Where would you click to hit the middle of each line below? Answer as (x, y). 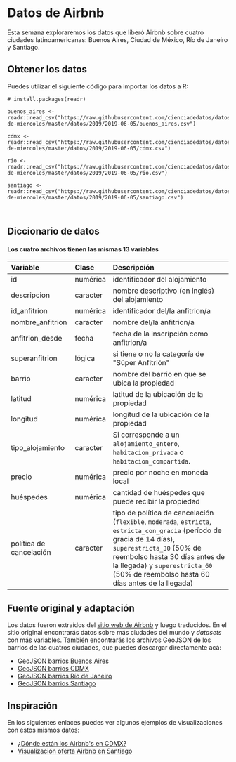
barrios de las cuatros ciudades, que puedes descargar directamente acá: (114, 648)
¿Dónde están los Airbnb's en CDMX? (72, 743)
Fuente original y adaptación (71, 608)
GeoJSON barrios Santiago (57, 683)
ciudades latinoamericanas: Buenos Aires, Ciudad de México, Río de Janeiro (118, 39)
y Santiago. (24, 47)
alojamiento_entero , (146, 444)
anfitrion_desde (37, 339)
